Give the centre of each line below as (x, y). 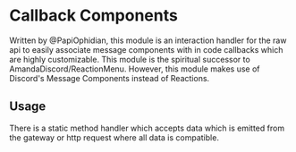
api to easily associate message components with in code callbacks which (146, 49)
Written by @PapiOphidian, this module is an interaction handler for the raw (148, 40)
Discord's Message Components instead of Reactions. (110, 78)
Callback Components (94, 16)
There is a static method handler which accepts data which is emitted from (147, 128)
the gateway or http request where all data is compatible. (114, 137)
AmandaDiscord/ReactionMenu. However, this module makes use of (135, 69)
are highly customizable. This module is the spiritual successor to (130, 59)
